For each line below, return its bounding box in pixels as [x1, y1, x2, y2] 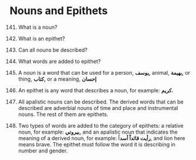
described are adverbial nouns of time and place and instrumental [18, 104, 178, 111]
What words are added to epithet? [18, 58, 101, 65]
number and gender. [18, 147, 68, 154]
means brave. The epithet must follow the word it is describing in [18, 141, 176, 148]
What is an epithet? [18, 35, 65, 42]
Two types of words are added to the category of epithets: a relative [18, 122, 184, 129]
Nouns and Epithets [9, 4, 108, 18]
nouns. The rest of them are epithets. [18, 111, 108, 118]
